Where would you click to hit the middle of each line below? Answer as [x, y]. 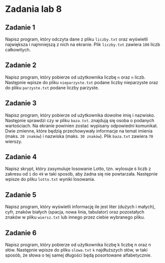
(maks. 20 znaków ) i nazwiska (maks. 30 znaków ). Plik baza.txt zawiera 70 [79, 136]
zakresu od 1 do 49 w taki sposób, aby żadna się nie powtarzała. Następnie [82, 174]
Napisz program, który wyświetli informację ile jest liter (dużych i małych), [80, 207]
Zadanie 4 [21, 157]
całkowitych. [18, 50]
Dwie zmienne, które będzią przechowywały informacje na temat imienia [79, 131]
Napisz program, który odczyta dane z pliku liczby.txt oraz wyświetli [77, 39]
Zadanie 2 [21, 65]
